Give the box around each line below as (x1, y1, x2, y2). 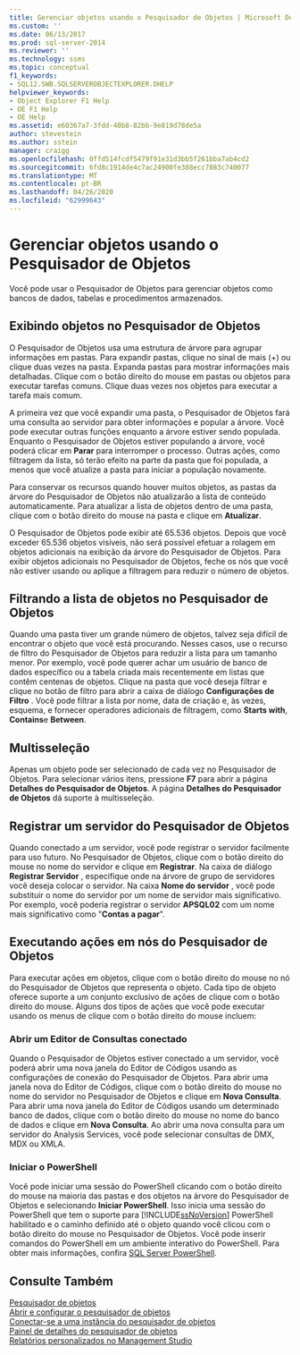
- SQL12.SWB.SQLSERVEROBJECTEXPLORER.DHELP (9, 80, 174, 89)
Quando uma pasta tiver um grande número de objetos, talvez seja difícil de (9, 629, 288, 639)
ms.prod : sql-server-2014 (9, 38, 105, 47)
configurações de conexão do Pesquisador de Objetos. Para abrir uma (9, 1072, 269, 1083)
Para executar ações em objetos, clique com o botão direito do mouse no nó (9, 972, 290, 983)
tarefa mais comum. (9, 390, 83, 401)
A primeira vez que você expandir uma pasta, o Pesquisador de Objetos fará (9, 407, 290, 418)
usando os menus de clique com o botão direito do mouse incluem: (9, 1010, 257, 1020)
